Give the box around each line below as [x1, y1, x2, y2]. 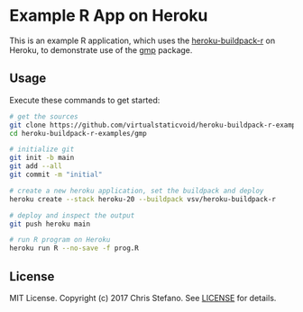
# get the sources [9, 111, 78, 121]
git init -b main [9, 154, 75, 163]
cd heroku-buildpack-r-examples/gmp [9, 129, 147, 138]
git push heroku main [9, 219, 91, 228]
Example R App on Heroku [9, 5, 208, 26]
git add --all [9, 162, 63, 171]
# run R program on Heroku [9, 236, 111, 245]
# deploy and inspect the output [9, 210, 135, 220]
